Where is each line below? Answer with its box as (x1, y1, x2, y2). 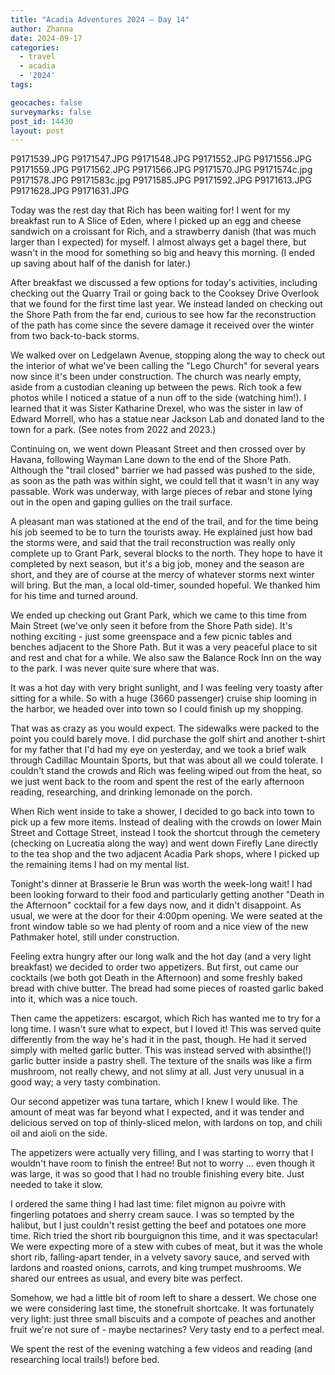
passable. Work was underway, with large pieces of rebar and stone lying (10, 486, 313, 498)
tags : (10, 80, 33, 90)
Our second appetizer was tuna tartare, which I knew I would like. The (10, 1096, 298, 1108)
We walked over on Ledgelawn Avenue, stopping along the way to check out (10, 349, 326, 361)
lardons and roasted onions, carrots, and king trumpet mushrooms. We (10, 1262, 302, 1274)
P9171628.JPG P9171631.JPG (10, 185, 130, 197)
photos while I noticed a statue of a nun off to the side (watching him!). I (10, 392, 307, 404)
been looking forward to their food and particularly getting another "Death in (10, 889, 325, 901)
